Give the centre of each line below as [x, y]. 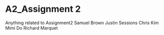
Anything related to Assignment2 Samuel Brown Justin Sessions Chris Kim [82, 23]
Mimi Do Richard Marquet [32, 28]
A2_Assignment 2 [43, 9]
